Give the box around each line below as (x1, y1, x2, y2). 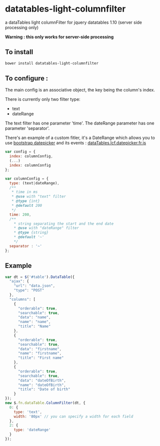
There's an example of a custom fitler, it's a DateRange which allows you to (5, 135, 155, 141)
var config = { (5, 149, 36, 154)
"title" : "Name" (17, 324, 51, 329)
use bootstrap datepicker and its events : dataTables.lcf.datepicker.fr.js (5, 140, 146, 146)
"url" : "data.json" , (14, 283, 55, 289)
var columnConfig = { (5, 176, 49, 181)
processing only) (5, 24, 39, 30)
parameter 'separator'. (5, 125, 50, 131)
